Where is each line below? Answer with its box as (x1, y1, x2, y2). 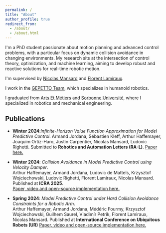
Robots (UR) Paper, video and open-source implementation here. (12, 221, 147, 228)
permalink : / (5, 7, 32, 13)
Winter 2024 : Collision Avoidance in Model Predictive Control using (12, 159, 152, 165)
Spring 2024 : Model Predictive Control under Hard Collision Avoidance (12, 195, 159, 201)
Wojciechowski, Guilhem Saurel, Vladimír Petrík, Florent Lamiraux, (12, 211, 148, 217)
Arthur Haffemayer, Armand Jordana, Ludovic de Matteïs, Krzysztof (12, 169, 151, 175)
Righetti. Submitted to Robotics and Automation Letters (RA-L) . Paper (12, 144, 158, 150)
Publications (5, 115, 45, 123)
